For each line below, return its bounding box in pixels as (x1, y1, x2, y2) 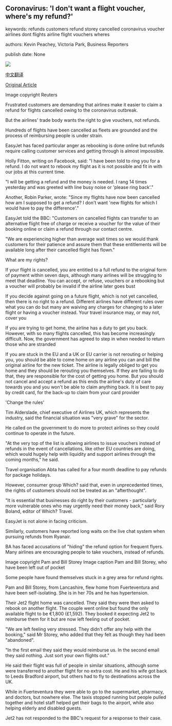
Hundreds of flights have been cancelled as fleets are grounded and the (5, 127, 158, 133)
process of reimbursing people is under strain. (5, 132, 104, 138)
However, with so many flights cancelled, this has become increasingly (5, 330, 155, 336)
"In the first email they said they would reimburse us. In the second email (5, 647, 160, 653)
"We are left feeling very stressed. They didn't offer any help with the (5, 626, 151, 632)
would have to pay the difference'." (5, 205, 79, 211)
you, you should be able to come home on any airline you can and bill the (5, 357, 160, 363)
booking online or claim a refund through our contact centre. (5, 226, 133, 232)
